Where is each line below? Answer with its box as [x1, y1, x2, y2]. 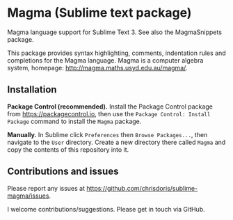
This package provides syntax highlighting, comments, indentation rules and [7, 49, 226, 57]
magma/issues [7, 191, 49, 200]
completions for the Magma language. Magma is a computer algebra [7, 56, 204, 64]
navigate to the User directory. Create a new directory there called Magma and [7, 138, 226, 146]
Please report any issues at [7, 184, 86, 192]
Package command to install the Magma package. [7, 117, 142, 125]
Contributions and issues [7, 166, 119, 178]
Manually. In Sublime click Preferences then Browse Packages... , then [7, 130, 208, 139]
